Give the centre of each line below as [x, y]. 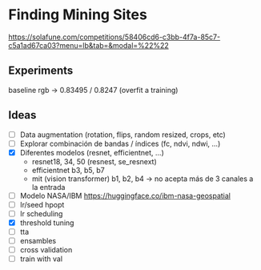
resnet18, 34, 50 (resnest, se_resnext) [94, 161]
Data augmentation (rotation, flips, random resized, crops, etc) [122, 135]
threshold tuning [47, 223]
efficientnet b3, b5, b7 [68, 170]
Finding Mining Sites [78, 15]
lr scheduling [41, 213]
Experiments [41, 71]
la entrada [48, 187]
